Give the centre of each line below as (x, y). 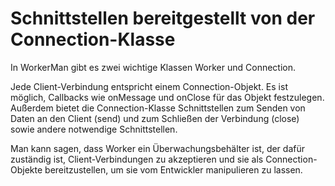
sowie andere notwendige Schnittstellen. (94, 129)
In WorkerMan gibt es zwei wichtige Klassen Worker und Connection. (153, 67)
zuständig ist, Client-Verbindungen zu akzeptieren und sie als (137, 159)
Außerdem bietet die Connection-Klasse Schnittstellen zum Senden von (158, 108)
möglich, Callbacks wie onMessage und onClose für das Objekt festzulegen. (167, 97)
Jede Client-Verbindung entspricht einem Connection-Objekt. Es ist (149, 86)
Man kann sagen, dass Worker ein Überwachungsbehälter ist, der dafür (157, 148)
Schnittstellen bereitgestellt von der (163, 18)
